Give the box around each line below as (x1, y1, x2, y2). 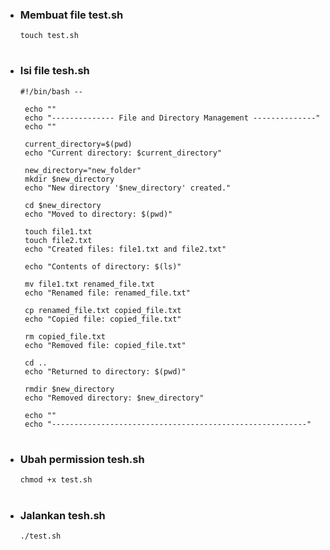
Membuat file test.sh (19, 8, 124, 22)
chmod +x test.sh (19, 475, 93, 485)
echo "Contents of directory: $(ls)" (24, 261, 182, 272)
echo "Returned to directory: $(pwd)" (24, 366, 187, 377)
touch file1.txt (24, 226, 93, 237)
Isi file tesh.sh (19, 64, 90, 78)
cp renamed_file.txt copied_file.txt (24, 305, 182, 315)
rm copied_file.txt (24, 331, 106, 342)
